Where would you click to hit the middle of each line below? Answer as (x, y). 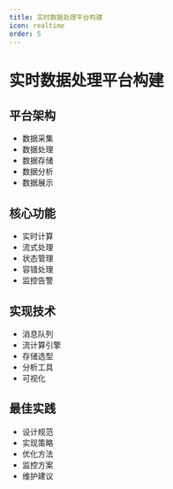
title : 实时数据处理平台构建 (56, 17)
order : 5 (25, 34)
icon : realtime (37, 26)
